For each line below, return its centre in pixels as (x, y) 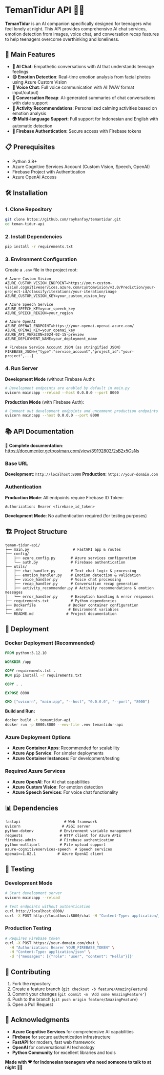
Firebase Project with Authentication (49, 171)
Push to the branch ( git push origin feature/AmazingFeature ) (75, 999)
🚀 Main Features (30, 55)
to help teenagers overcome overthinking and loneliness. (62, 39)
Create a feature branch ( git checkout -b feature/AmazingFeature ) (80, 989)
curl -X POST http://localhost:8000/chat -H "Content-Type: (68, 916)
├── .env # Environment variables (62, 610)
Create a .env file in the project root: (41, 270)
